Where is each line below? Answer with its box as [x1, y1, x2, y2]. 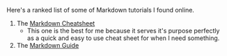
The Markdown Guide [16, 41, 79, 49]
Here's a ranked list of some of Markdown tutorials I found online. [6, 6, 194, 14]
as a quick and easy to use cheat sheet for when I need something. [26, 34, 220, 42]
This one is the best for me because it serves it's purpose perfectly [26, 27, 220, 35]
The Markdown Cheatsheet [16, 19, 95, 27]
